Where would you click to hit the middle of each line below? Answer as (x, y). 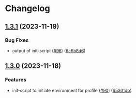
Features (16, 80)
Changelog (28, 8)
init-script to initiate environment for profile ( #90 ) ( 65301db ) (72, 90)
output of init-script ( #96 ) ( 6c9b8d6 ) (49, 50)
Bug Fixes (17, 40)
